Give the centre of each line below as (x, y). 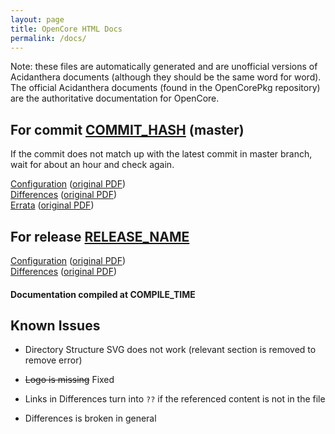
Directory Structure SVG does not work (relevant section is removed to (170, 350)
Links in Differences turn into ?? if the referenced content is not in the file (175, 399)
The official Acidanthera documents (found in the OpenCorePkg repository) (165, 88)
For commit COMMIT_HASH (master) (127, 129)
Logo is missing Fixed (69, 380)
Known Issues (55, 325)
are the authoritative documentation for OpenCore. (115, 98)
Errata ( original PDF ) (52, 205)
